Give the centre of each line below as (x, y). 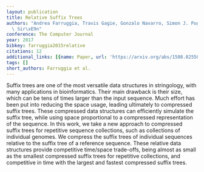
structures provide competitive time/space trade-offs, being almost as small (101, 150)
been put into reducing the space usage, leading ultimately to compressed (99, 105)
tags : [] (17, 62)
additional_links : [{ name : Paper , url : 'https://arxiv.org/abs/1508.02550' (104, 57)
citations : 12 (24, 51)
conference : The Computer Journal (50, 35)
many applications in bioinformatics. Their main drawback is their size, (94, 92)
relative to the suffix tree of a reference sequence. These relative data (94, 144)
